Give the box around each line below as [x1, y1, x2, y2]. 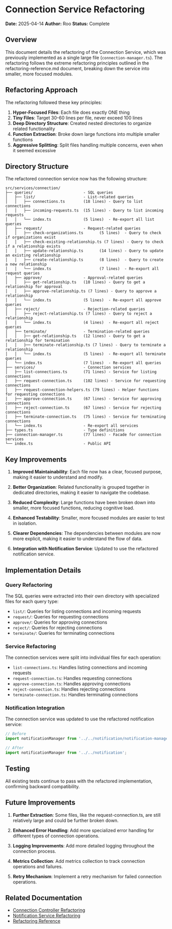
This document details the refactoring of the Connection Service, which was [5, 49, 166, 55]
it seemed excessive [12, 147, 56, 153]
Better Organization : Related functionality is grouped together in [12, 484, 149, 490]
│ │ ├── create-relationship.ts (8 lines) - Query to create [5, 257, 164, 262]
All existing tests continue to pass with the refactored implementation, [5, 778, 153, 784]
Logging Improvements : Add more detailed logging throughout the [12, 842, 155, 849]
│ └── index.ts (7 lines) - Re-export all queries [5, 360, 161, 366]
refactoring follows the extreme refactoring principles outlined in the [5, 60, 149, 66]
